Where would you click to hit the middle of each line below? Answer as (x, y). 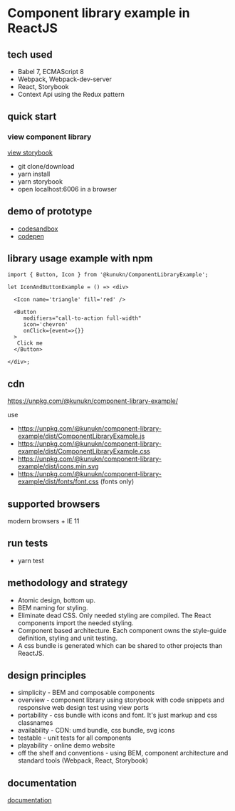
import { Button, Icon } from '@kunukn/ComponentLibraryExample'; (108, 275)
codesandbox (38, 229)
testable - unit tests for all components (74, 738)
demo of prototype (50, 211)
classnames (35, 723)
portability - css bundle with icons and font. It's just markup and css (117, 715)
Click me (30, 343)
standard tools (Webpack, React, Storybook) (83, 760)
